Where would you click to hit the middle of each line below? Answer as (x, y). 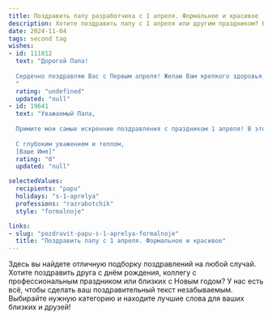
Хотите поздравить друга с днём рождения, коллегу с (102, 273)
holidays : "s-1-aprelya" (57, 196)
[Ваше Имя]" (36, 151)
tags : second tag (38, 38)
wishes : (21, 46)
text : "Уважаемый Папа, (55, 114)
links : (19, 226)
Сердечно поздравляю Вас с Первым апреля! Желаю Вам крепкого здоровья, (141, 76)
